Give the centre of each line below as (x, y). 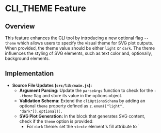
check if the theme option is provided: (56, 121)
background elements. (27, 58)
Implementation (30, 74)
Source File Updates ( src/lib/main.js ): (52, 85)
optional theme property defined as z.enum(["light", (72, 106)
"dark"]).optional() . (40, 111)
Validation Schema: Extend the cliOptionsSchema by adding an (82, 101)
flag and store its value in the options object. (78, 95)
